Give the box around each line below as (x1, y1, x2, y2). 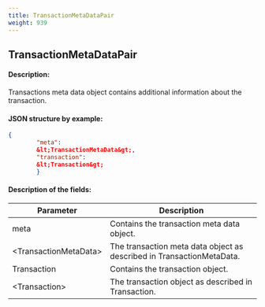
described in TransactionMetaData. (110, 250, 241, 261)
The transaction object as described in (110, 276, 252, 287)
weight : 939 (8, 19, 47, 27)
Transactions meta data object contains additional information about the (8, 87, 242, 97)
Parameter (36, 205, 77, 216)
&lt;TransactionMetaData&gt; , (36, 146, 136, 154)
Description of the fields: (8, 185, 92, 194)
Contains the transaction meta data (110, 218, 241, 229)
